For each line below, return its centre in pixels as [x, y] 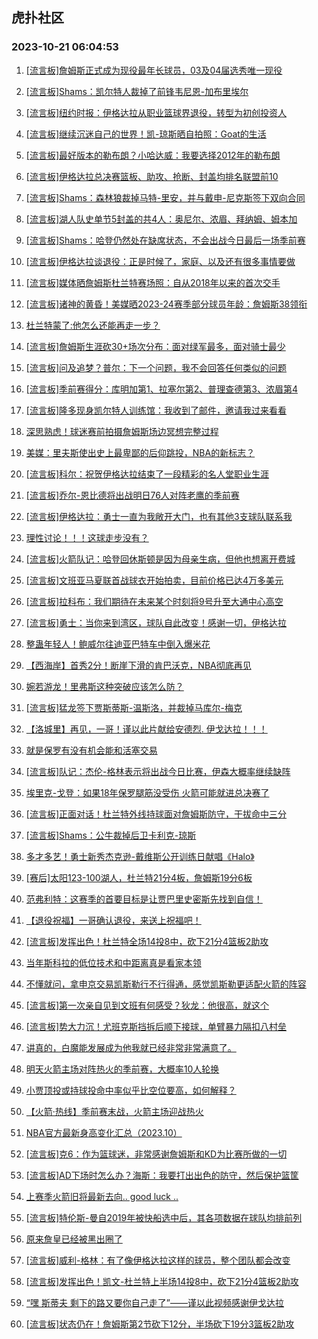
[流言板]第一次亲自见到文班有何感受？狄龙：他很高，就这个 [147, 1005]
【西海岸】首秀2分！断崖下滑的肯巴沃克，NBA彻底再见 [138, 665]
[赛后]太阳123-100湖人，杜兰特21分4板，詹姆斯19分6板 [139, 877]
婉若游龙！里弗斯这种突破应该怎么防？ [104, 686]
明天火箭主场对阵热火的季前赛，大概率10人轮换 [122, 1069]
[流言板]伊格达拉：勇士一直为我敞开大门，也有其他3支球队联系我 [159, 516]
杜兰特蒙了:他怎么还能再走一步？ [93, 325]
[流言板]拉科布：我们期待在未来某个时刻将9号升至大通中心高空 [154, 601]
